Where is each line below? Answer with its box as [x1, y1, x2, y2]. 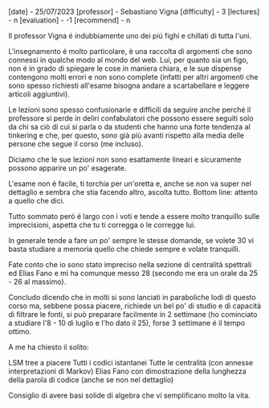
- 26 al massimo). [8, 277, 67, 286]
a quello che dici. [8, 196, 65, 205]
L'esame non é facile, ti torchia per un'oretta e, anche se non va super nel [8, 179, 251, 188]
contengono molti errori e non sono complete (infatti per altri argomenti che [8, 72, 259, 81]
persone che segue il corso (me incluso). [8, 139, 144, 148]
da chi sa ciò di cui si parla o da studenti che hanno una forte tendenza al [8, 122, 251, 131]
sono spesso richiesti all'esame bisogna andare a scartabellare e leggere [8, 80, 250, 90]
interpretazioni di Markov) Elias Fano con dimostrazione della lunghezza [8, 366, 247, 376]
